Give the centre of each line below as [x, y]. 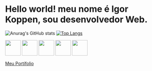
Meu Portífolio [20, 63]
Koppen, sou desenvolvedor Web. [76, 19]
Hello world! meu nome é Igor [67, 9]
